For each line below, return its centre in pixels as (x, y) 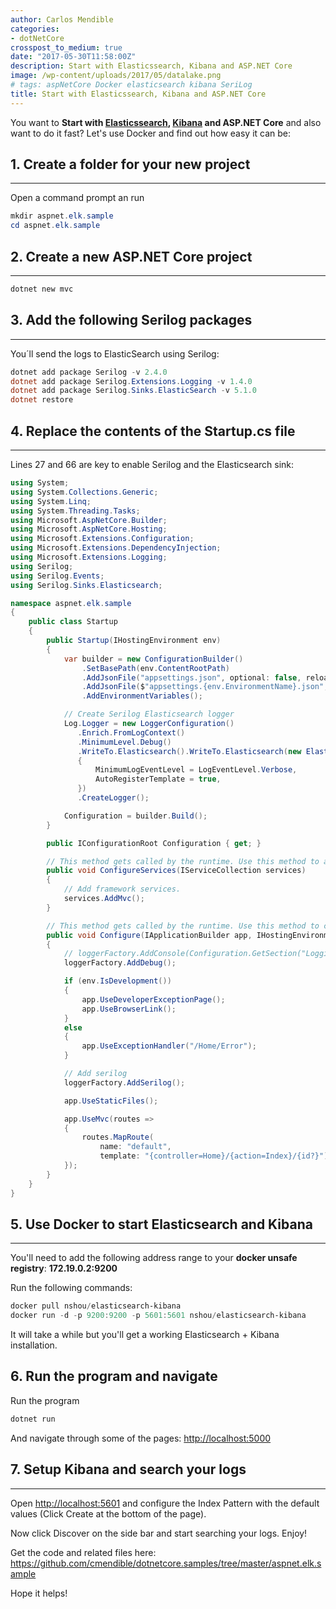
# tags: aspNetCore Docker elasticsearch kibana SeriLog (131, 85)
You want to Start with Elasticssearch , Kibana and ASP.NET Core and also (166, 122)
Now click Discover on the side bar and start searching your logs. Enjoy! (159, 1533)
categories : (35, 29)
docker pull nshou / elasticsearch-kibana (96, 1306)
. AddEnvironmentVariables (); (142, 696)
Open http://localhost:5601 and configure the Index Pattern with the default (165, 1503)
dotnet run (33, 1419)
